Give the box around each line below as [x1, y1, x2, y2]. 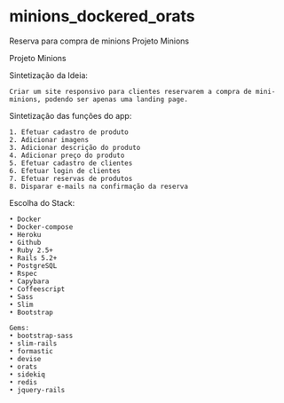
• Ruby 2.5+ [9, 246, 53, 255]
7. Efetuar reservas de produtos [9, 174, 133, 183]
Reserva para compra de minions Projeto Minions [9, 36, 189, 46]
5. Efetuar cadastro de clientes [9, 158, 133, 168]
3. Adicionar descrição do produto [9, 143, 141, 152]
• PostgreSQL [9, 261, 58, 270]
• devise [9, 354, 42, 363]
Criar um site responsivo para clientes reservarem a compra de [9, 87, 252, 96]
